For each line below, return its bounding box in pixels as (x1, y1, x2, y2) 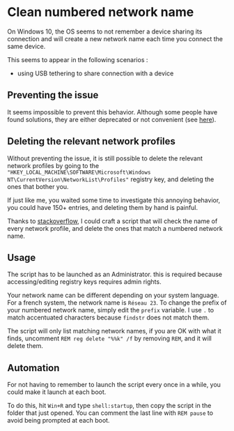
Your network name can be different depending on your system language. (7, 291, 219, 300)
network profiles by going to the (7, 161, 100, 169)
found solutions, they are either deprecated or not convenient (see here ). (7, 115, 217, 123)
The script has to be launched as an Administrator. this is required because (7, 270, 223, 279)
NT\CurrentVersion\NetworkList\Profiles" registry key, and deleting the (7, 175, 214, 183)
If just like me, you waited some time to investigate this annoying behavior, (7, 196, 221, 204)
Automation (7, 362, 60, 374)
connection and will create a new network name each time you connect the (7, 34, 223, 43)
